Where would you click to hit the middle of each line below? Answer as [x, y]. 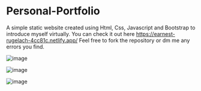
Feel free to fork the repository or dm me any [134, 40]
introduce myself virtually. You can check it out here [70, 34]
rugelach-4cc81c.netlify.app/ [42, 40]
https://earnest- [155, 34]
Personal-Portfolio [53, 11]
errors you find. [25, 47]
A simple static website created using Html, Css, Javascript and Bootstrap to [101, 28]
